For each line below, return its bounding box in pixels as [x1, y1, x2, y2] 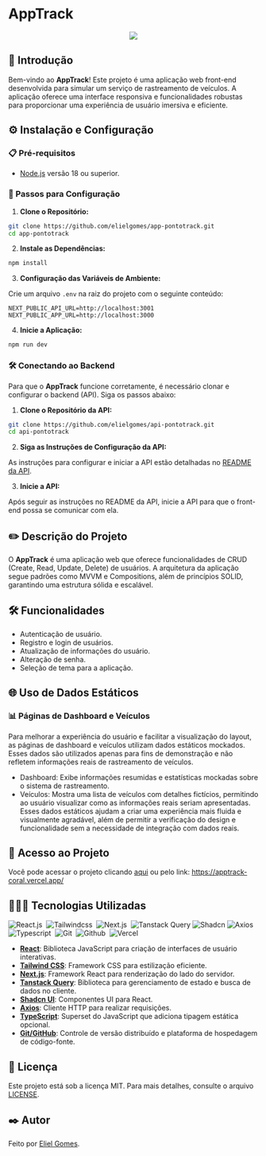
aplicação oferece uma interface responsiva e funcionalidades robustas [8, 92, 243, 101]
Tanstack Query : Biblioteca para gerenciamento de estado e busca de [19, 978, 252, 987]
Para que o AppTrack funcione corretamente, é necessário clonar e [8, 381, 230, 391]
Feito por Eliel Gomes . [8, 1138, 80, 1148]
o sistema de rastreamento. [19, 781, 110, 791]
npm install [8, 260, 48, 268]
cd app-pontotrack [8, 229, 69, 237]
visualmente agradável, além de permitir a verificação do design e [19, 814, 237, 824]
